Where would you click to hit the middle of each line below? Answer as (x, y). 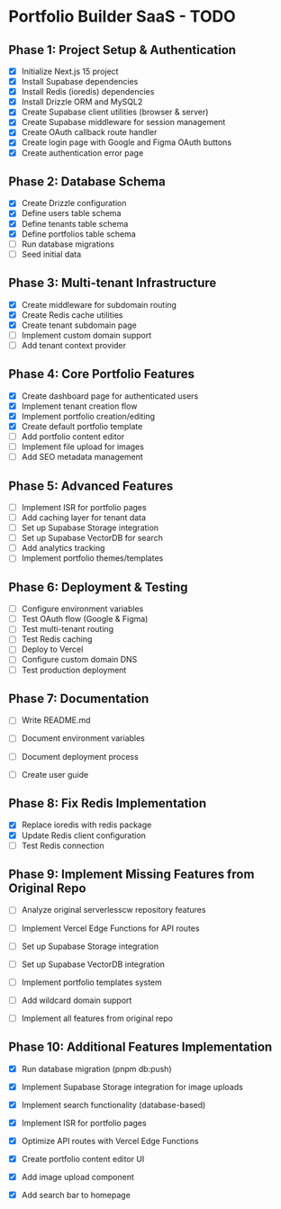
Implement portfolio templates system (92, 982)
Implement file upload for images (83, 447)
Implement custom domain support (86, 335)
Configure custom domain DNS (79, 660)
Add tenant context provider (74, 345)
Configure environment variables (82, 609)
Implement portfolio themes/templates (92, 558)
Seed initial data (51, 254)
